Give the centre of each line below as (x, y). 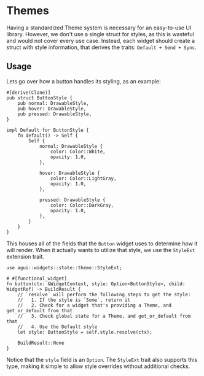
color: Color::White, (78, 152)
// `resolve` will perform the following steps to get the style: (104, 294)
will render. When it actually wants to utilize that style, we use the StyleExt (101, 250)
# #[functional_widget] (37, 278)
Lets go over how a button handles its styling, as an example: (84, 81)
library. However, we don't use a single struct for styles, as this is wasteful (100, 34)
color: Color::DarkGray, (82, 205)
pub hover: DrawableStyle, (52, 109)
